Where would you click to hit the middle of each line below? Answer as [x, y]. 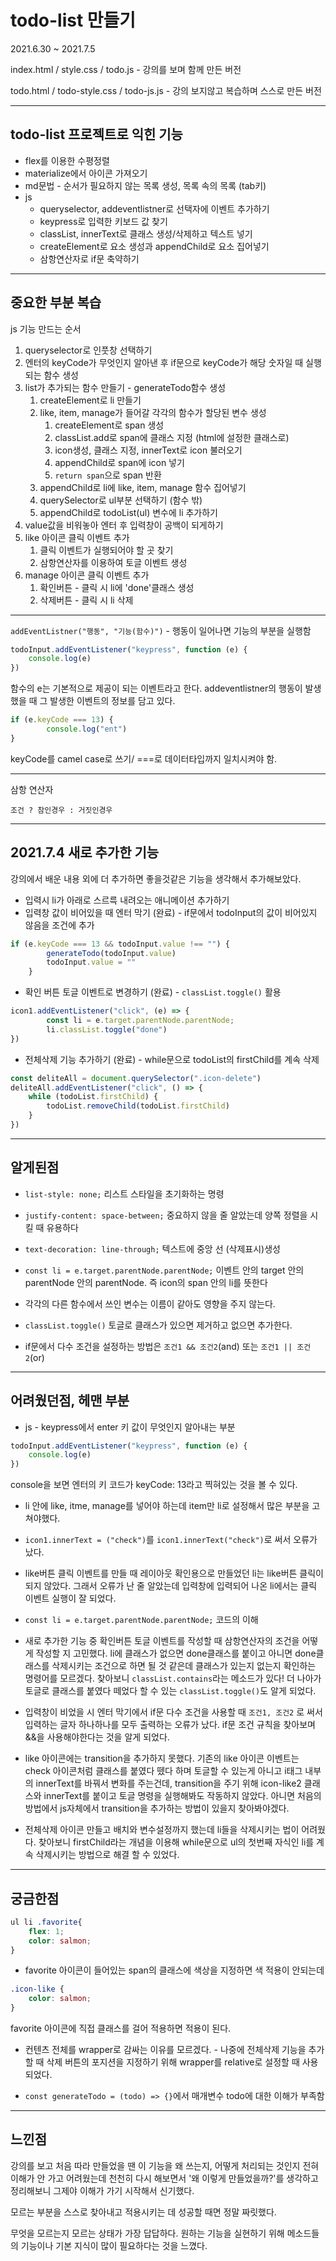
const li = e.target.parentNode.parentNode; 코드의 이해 [141, 1620]
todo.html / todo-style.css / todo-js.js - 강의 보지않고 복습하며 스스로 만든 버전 [166, 90]
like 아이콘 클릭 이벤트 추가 [77, 537]
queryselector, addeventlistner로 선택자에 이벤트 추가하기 [154, 208]
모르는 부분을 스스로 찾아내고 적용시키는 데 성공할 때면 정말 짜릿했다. [143, 2212]
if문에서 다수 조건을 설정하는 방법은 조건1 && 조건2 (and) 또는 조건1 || [158, 1346]
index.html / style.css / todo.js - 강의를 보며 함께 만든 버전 [126, 69]
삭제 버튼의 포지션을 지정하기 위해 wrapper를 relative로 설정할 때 [173, 2062]
